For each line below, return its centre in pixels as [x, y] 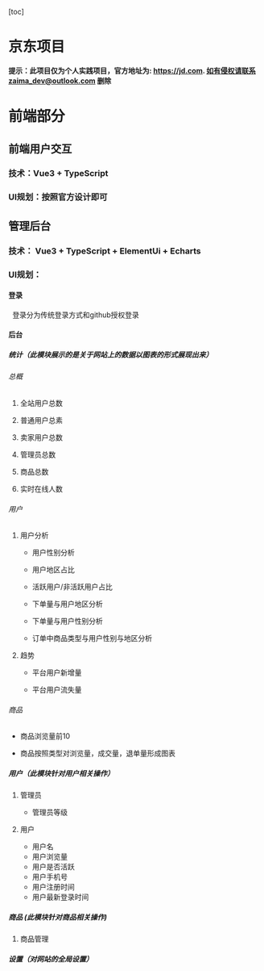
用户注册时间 [53, 887]
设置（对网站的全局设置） [51, 959]
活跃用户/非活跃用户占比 [72, 587]
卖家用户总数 [41, 437]
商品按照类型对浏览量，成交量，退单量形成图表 [97, 753]
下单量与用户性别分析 [67, 622]
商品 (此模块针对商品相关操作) [58, 917]
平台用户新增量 [57, 672]
